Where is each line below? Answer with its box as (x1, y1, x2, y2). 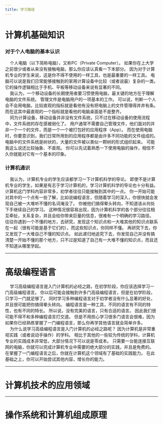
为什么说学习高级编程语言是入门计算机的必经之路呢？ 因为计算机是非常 (9, 326, 151, 332)
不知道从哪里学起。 (5, 243, 44, 249)
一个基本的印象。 (34, 151, 69, 157)
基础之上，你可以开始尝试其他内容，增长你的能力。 (5, 356, 107, 362)
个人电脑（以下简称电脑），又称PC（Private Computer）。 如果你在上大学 (9, 60, 154, 66)
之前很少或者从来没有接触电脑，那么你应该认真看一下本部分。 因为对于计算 (5, 66, 155, 72)
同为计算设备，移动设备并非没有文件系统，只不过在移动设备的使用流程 (9, 115, 150, 120)
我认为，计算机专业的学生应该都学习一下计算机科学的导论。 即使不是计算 (9, 176, 156, 182)
